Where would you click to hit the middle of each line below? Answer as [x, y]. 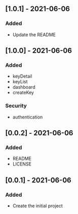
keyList [20, 82]
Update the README [34, 34]
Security [16, 106]
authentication [28, 117]
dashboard [24, 87]
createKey [23, 92]
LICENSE [22, 164]
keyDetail [22, 76]
